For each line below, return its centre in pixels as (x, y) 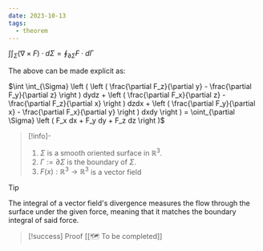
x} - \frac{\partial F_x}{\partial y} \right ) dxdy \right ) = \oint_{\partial (121, 112)
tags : (17, 23)
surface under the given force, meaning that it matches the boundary (122, 212)
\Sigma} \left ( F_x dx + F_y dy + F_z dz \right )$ (87, 120)
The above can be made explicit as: (67, 71)
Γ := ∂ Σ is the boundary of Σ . (88, 162)
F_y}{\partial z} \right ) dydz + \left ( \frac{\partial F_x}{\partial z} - (117, 95)
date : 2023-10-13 (37, 16)
